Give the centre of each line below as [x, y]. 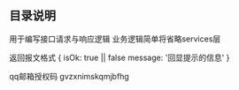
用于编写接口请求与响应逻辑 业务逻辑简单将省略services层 [115, 39]
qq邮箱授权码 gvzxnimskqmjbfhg [69, 76]
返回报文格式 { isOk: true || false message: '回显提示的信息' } [119, 57]
